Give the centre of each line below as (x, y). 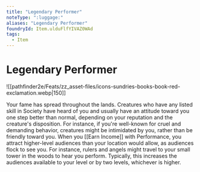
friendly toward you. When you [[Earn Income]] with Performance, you (94, 136)
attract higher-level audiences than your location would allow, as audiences (100, 143)
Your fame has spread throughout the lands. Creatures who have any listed (100, 104)
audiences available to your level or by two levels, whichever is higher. (94, 162)
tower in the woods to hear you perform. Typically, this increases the (92, 156)
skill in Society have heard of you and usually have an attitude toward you (98, 111)
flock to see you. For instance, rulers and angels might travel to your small (98, 149)
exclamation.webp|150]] (36, 93)
